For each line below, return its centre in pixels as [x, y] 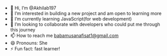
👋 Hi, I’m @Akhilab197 [33, 8]
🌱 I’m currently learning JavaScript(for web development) [71, 19]
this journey [23, 30]
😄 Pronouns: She [29, 43]
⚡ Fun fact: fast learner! [35, 49]
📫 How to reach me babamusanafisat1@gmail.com [64, 35]
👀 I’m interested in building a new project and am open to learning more [86, 13]
